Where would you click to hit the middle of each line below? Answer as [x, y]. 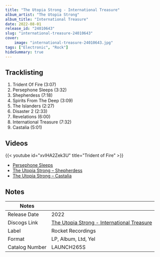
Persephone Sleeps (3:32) [39, 90]
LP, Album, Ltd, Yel [73, 239]
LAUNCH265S [68, 247]
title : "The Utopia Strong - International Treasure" [63, 10]
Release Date [23, 214]
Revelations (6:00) [32, 117]
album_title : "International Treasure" [47, 19]
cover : [12, 38]
